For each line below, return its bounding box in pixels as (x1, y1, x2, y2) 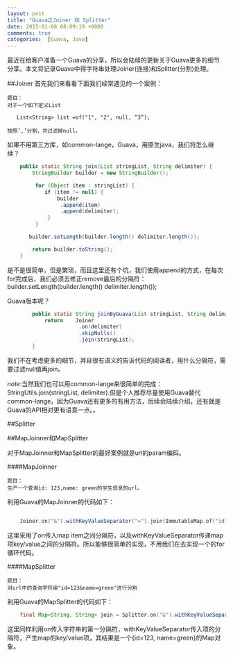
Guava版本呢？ (7, 297, 51, 305)
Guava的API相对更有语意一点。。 (7, 406, 99, 414)
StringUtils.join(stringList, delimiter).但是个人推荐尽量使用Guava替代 (7, 388, 201, 397)
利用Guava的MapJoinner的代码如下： (7, 497, 114, 506)
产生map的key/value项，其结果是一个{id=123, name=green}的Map (25, 633, 215, 642)
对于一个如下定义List (7, 102, 61, 109)
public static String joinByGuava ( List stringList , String (32, 310, 207, 317)
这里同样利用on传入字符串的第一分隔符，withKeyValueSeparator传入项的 (7, 624, 215, 633)
